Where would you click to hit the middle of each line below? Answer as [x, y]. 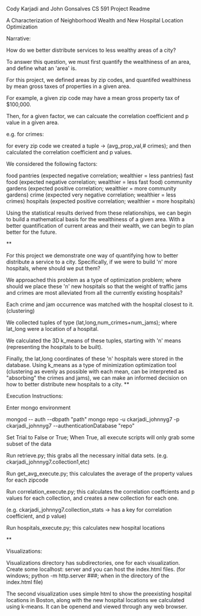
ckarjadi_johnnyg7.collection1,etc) [48, 462]
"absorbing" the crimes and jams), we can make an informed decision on [97, 378]
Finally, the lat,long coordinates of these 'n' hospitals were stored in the [95, 359]
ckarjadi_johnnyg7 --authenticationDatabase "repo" [70, 426]
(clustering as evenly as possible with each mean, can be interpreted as [95, 371]
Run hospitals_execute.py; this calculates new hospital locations [86, 528]
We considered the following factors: [52, 164]
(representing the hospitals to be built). [54, 347]
